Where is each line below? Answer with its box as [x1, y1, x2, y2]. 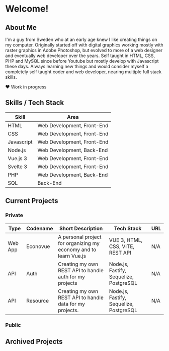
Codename [26, 225, 53, 232]
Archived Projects [5, 337, 63, 346]
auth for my [57, 273, 86, 280]
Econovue [26, 243, 50, 250]
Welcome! [5, 3, 49, 15]
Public [5, 322, 21, 329]
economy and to [57, 246, 97, 253]
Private [5, 212, 24, 219]
